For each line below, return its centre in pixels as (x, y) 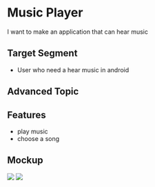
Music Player (45, 13)
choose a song (38, 138)
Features (27, 115)
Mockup (25, 161)
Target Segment (42, 53)
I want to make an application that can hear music (78, 32)
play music (32, 131)
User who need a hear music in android (73, 69)
